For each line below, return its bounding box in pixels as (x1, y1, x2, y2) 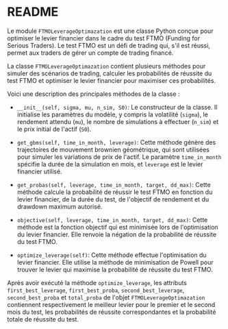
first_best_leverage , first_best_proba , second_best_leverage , (7, 286, 185, 294)
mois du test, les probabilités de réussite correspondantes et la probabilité (7, 308, 216, 316)
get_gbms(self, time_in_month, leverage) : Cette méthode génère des (16, 138, 216, 146)
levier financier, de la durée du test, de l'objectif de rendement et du (16, 195, 210, 203)
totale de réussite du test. (7, 315, 79, 323)
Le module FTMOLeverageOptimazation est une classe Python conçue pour (7, 27, 214, 35)
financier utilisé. (16, 167, 63, 175)
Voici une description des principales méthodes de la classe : (7, 90, 180, 98)
